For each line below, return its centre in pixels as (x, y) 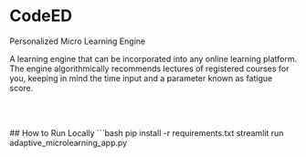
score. (21, 88)
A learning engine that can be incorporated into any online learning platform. (153, 58)
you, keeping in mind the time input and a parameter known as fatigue (141, 78)
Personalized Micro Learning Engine (78, 41)
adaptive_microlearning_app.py (69, 142)
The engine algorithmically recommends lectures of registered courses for (149, 68)
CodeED (41, 16)
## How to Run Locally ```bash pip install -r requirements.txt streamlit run (147, 132)
